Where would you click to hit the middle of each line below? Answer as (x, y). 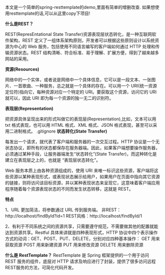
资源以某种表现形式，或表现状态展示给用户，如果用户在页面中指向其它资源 (84, 177)
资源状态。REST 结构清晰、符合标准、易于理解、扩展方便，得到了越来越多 (84, 53)
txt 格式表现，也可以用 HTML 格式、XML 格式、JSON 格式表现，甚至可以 (79, 125)
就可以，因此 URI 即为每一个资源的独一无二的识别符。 (59, 98)
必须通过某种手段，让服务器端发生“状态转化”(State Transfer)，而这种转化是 (81, 154)
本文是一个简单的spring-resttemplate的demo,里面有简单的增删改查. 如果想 (80, 7)
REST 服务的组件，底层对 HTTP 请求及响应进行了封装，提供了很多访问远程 (81, 261)
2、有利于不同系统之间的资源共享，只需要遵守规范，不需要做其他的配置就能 (82, 226)
